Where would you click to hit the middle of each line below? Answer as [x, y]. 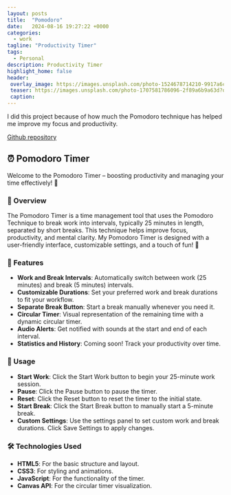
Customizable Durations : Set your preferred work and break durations [117, 292]
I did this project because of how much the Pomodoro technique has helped [114, 117]
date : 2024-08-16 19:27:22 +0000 [58, 26]
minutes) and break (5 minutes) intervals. [75, 285]
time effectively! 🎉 [33, 183]
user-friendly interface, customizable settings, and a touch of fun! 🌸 [103, 245]
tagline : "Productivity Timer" [52, 46]
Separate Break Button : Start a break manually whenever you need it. [116, 307]
